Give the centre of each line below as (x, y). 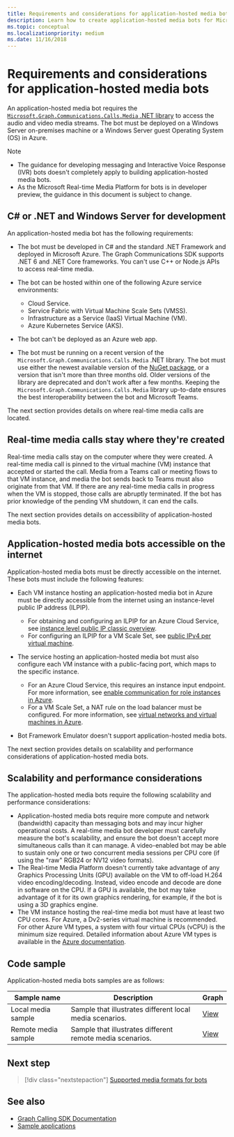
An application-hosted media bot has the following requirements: (100, 233)
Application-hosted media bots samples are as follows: (86, 981)
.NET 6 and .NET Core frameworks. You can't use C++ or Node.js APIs (118, 261)
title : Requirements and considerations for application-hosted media (112, 14)
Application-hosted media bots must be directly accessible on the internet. (114, 572)
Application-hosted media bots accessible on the (116, 544)
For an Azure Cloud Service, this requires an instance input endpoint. (127, 685)
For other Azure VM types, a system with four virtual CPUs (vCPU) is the (121, 927)
